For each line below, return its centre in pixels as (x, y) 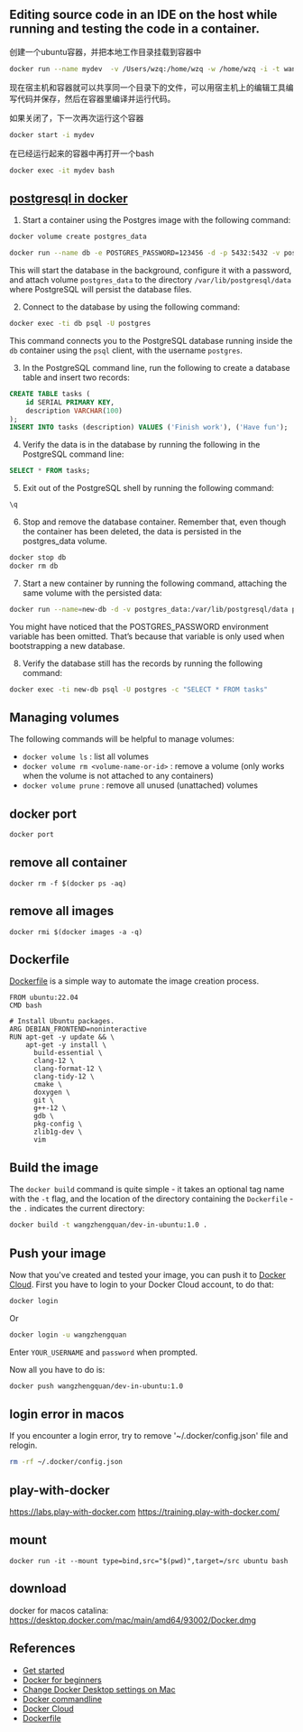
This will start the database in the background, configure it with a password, (151, 270)
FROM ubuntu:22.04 (44, 998)
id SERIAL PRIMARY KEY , (70, 402)
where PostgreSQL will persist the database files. (101, 289)
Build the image (54, 1167)
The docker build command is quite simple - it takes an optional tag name (147, 1190)
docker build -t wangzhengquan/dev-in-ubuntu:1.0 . (108, 1225)
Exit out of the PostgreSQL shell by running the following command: (148, 488)
